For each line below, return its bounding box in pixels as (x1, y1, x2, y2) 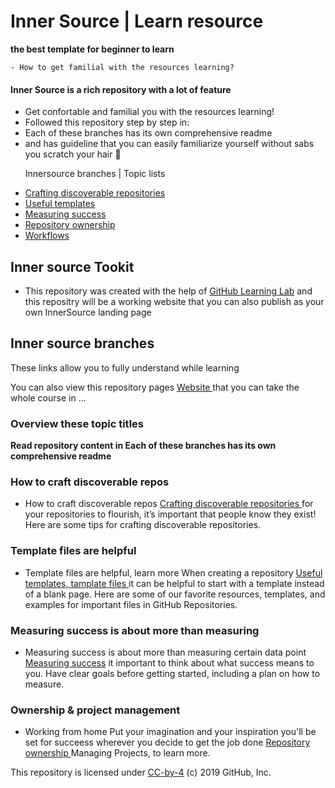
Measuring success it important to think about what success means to (24, 656, 315, 669)
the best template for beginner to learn (10, 43, 175, 55)
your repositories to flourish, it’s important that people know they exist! (24, 508, 317, 520)
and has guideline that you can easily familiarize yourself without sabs (24, 138, 315, 150)
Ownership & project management (10, 703, 181, 717)
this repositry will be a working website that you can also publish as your (24, 295, 325, 307)
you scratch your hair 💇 (24, 148, 122, 160)
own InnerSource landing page (24, 306, 152, 318)
